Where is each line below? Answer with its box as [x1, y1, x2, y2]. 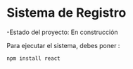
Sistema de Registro [6, 5, 127, 21]
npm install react [6, 54, 61, 62]
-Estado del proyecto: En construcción [6, 28, 118, 36]
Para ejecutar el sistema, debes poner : [6, 41, 120, 49]
